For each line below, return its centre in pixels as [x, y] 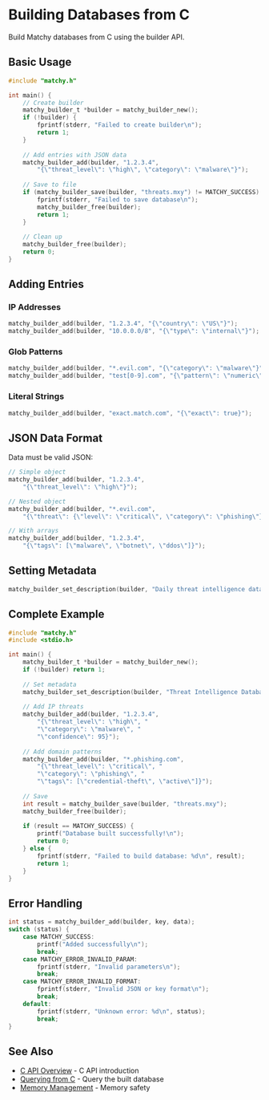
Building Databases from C [99, 15]
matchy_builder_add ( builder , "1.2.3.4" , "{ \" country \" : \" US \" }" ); [123, 324]
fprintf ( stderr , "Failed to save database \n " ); [118, 199]
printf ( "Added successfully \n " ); [93, 944]
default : [37, 1004]
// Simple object [37, 472]
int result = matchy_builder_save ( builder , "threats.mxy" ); [125, 804]
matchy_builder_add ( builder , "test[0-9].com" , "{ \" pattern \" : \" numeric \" [136, 376]
